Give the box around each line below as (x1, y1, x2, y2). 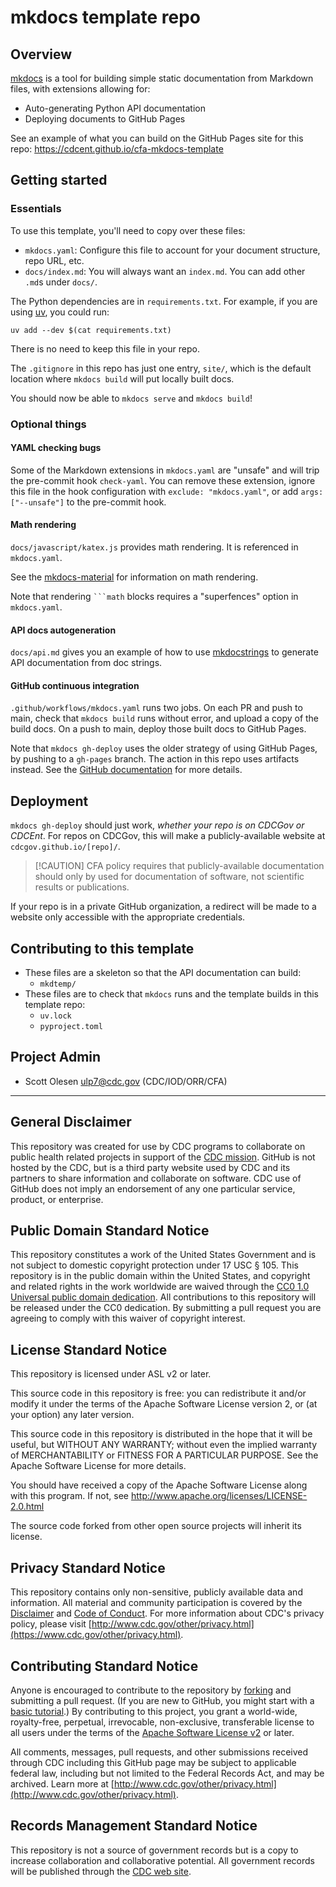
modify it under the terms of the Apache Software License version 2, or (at (10, 1398, 318, 1410)
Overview (10, 46, 73, 63)
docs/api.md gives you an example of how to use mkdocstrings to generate (10, 646, 319, 658)
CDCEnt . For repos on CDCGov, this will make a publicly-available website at (10, 830, 326, 842)
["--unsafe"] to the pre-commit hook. (10, 496, 167, 508)
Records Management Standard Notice (10, 1817, 258, 1835)
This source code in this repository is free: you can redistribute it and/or (10, 1387, 307, 1400)
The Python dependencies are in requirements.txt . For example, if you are (10, 295, 318, 307)
